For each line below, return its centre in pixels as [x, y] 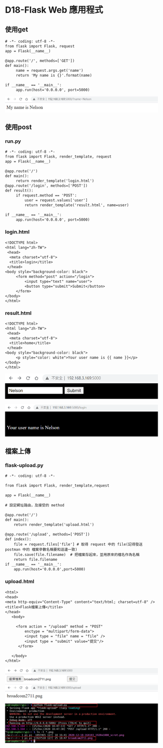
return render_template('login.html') [55, 181]
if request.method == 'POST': [46, 195]
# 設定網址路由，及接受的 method [35, 505]
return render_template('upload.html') [54, 525]
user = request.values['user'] [56, 200]
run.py [13, 141]
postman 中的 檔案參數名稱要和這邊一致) [41, 550]
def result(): [19, 191]
